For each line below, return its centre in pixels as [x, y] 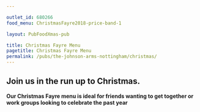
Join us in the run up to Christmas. [73, 81]
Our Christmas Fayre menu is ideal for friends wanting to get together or [100, 96]
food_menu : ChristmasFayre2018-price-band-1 [64, 23]
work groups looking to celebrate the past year [67, 102]
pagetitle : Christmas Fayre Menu [49, 51]
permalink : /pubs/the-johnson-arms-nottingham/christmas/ [82, 57]
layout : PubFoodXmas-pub [38, 34]
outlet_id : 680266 [30, 17]
